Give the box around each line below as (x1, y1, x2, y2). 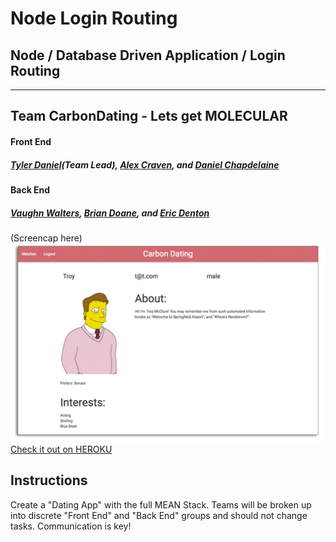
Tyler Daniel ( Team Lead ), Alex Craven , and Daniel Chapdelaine (10, 158, 280, 171)
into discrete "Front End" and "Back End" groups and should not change (10, 509, 308, 521)
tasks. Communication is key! (10, 520, 132, 532)
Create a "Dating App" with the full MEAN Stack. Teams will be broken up (10, 498, 312, 511)
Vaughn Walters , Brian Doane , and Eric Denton (10, 207, 210, 219)
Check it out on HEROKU (10, 443, 113, 455)
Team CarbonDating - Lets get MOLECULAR (10, 108, 288, 125)
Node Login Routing (10, 7, 178, 30)
